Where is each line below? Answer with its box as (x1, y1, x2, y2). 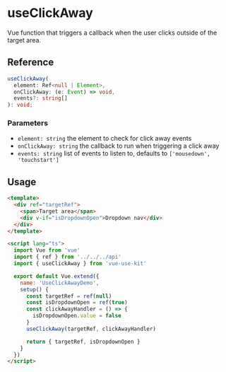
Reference (7, 57, 54, 69)
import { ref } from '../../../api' (13, 253, 121, 261)
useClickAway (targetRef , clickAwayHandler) (25, 325, 157, 332)
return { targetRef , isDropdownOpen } (25, 338, 141, 345)
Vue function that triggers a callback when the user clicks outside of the (7, 28, 218, 37)
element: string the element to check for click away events (17, 134, 192, 143)
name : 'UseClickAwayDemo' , (20, 279, 100, 286)
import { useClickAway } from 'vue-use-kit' (13, 260, 147, 267)
